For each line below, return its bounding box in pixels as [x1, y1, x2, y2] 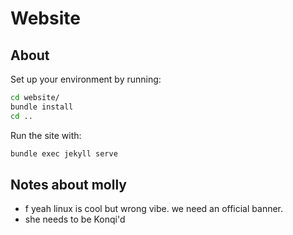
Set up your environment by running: [10, 73, 162, 85]
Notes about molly [10, 176, 127, 193]
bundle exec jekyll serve [10, 148, 118, 159]
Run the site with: [10, 129, 82, 141]
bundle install [10, 102, 74, 112]
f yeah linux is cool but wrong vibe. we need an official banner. [24, 203, 284, 215]
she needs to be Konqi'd [24, 213, 126, 226]
